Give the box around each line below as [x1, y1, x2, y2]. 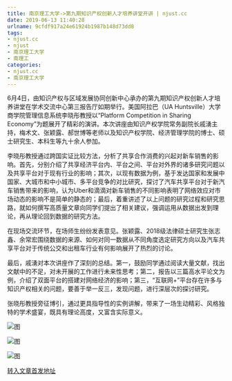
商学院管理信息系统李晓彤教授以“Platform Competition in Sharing [7, 111, 191, 119]
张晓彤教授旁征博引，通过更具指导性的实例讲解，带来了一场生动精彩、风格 [7, 300, 219, 308]
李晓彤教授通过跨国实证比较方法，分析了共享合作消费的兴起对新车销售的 [7, 152, 213, 160]
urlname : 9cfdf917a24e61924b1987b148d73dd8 [7, 23, 135, 30]
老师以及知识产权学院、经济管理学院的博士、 [91, 128, 219, 137]
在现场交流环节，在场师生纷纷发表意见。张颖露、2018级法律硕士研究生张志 [7, 227, 221, 235]
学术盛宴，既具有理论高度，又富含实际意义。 [19, 308, 146, 316]
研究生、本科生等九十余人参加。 [12, 137, 104, 146]
